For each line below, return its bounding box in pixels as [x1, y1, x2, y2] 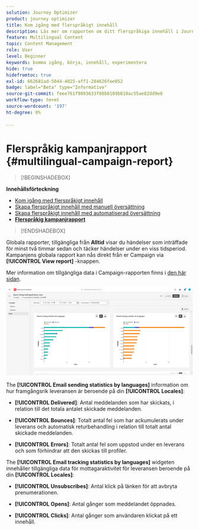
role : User [6, 47, 33, 53]
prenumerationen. [14, 489, 59, 496]
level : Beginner [6, 53, 46, 59]
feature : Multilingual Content [6, 34, 84, 41]
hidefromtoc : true [6, 72, 52, 78]
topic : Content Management [6, 41, 73, 47]
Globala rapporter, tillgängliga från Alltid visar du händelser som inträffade [6, 239, 188, 246]
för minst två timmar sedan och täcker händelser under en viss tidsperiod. [6, 245, 187, 252]
